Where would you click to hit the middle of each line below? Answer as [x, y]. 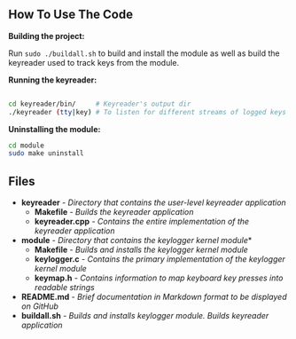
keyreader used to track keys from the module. [94, 62]
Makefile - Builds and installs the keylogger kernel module [141, 250]
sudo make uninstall [47, 154]
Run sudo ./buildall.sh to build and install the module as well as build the [144, 53]
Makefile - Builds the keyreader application [114, 212]
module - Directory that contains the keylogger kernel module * [136, 240]
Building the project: [47, 35]
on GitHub [40, 306]
